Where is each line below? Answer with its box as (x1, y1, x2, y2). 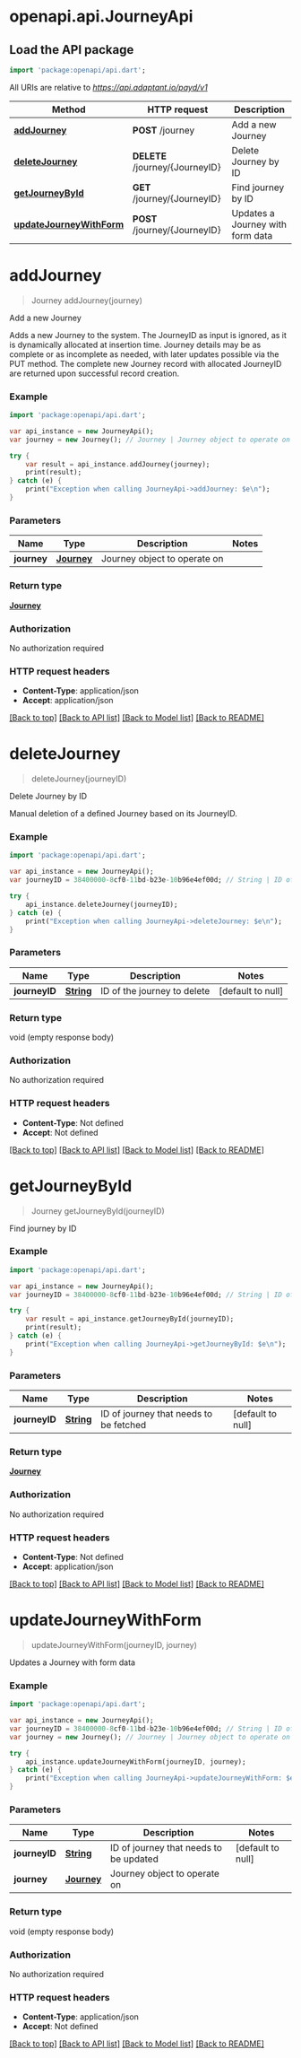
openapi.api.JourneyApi (9, 6, 193, 27)
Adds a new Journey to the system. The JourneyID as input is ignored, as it (9, 329, 287, 340)
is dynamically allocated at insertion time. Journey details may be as (9, 339, 262, 350)
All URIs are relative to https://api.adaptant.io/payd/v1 (9, 82, 208, 92)
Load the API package (9, 42, 134, 57)
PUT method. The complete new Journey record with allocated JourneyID (9, 358, 282, 369)
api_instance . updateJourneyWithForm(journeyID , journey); (25, 1757, 246, 1766)
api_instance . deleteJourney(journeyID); (25, 900, 178, 909)
